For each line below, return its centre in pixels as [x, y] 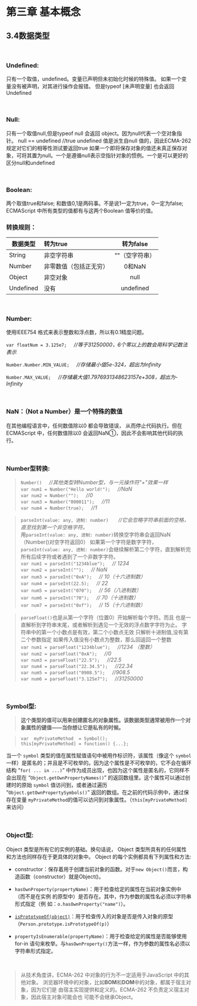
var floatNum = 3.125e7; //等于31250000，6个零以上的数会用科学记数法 [97, 345]
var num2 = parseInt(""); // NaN [64, 570]
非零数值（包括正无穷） [76, 267]
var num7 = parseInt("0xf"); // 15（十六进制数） [83, 605]
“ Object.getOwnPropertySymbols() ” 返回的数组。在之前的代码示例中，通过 [95, 792]
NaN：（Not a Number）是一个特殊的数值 [64, 412]
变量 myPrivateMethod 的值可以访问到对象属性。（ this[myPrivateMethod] [102, 800]
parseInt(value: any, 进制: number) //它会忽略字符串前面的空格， [105, 520]
